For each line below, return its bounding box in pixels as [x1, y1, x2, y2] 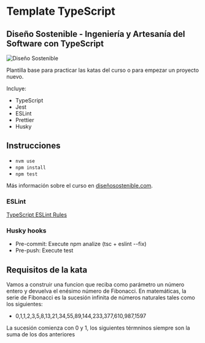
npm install [15, 164, 46, 171]
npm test [15, 171, 38, 177]
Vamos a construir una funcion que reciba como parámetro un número [6, 281, 185, 288]
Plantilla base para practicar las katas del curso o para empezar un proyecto [6, 66, 199, 74]
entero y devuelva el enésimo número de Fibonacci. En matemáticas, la [6, 287, 187, 295]
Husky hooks [6, 226, 47, 235]
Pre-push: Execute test [15, 247, 74, 254]
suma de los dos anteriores [6, 331, 75, 338]
